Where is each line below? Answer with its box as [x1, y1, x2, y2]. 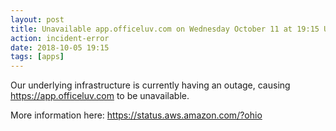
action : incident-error [10, 33, 110, 43]
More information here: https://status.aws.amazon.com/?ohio [10, 109, 263, 121]
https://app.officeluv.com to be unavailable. [10, 90, 190, 102]
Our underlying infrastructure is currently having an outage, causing [10, 79, 291, 91]
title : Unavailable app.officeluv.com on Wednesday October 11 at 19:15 [10, 24, 320, 34]
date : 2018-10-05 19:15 [10, 42, 110, 53]
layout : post [10, 14, 65, 25]
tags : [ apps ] [10, 52, 65, 62]
